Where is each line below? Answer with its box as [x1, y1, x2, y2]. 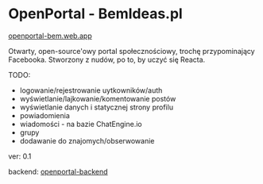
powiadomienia [19, 110, 70, 120]
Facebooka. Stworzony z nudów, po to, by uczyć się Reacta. [8, 55, 206, 64]
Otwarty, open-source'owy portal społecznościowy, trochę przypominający [8, 46, 256, 56]
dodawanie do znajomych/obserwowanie [19, 136, 155, 145]
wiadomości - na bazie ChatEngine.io [19, 119, 142, 128]
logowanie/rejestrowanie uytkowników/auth [19, 85, 163, 95]
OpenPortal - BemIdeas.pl [8, 5, 183, 23]
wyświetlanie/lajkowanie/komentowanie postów [19, 94, 176, 103]
